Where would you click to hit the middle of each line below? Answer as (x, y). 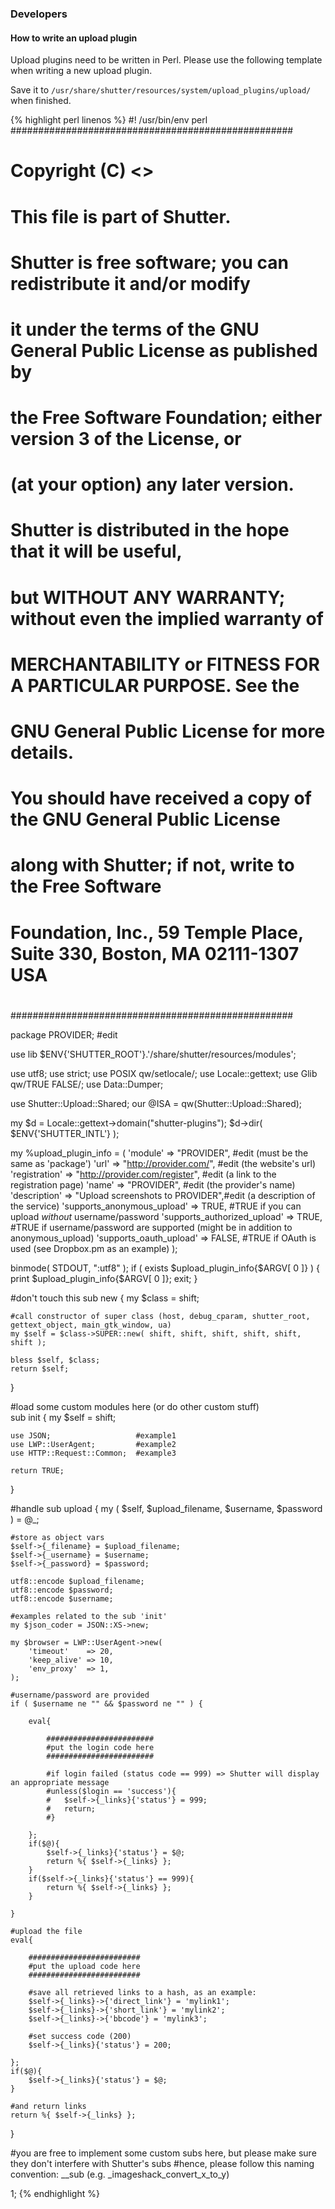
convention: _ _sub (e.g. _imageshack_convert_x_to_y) (120, 2174)
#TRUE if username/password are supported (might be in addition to (151, 1227)
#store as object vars (57, 1537)
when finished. (41, 101)
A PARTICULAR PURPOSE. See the (155, 685)
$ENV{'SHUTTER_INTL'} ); (65, 1133)
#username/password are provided (80, 1695)
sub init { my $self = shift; (63, 1417)
